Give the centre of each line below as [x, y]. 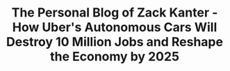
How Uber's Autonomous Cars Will [115, 27]
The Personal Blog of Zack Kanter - [115, 13]
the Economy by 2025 [115, 57]
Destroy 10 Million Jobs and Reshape [115, 42]
